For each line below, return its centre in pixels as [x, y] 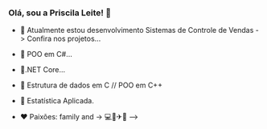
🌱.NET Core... [43, 70]
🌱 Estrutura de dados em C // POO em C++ [91, 85]
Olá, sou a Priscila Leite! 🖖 [60, 13]
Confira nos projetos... [64, 38]
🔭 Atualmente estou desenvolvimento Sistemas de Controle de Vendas [137, 30]
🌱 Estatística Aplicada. [57, 101]
